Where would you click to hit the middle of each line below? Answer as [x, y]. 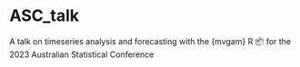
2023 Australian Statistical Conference [82, 54]
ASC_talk [45, 16]
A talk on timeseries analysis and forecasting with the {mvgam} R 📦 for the [150, 41]
